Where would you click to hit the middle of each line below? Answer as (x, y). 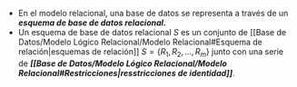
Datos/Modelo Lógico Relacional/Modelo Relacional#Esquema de (140, 42)
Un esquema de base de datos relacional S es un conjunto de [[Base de (152, 32)
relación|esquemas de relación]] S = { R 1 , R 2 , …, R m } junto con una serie (151, 53)
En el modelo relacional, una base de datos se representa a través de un (153, 13)
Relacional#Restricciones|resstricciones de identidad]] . (126, 72)
